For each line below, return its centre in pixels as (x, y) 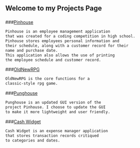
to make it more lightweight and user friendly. (58, 112)
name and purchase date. (32, 50)
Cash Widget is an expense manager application (57, 131)
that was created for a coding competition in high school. (71, 36)
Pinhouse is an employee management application (58, 32)
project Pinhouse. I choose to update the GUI (55, 107)
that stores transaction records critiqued (52, 136)
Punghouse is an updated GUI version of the (53, 103)
